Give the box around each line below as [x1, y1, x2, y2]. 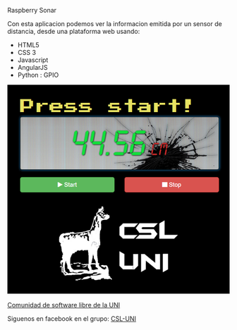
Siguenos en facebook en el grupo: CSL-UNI [7, 314, 136, 323]
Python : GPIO [17, 71, 59, 79]
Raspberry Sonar [7, 6, 57, 14]
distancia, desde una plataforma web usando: [7, 28, 140, 35]
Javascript [17, 56, 49, 64]
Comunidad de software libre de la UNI [7, 301, 121, 310]
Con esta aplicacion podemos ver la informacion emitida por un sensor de [7, 20, 222, 28]
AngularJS [17, 63, 48, 71]
